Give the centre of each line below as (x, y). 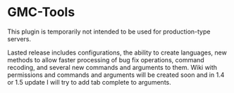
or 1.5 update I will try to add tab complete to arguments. (89, 82)
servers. (19, 38)
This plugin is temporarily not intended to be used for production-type (109, 31)
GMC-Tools (41, 12)
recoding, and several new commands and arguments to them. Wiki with (112, 67)
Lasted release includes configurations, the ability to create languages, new (117, 52)
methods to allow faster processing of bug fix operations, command (106, 59)
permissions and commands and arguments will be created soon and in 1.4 (116, 75)
